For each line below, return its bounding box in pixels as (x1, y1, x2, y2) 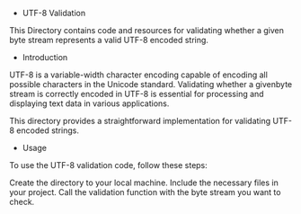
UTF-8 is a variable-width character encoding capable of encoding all (9, 69, 268, 80)
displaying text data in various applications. (9, 98, 170, 109)
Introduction (22, 52, 68, 62)
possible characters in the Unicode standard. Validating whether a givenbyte (9, 79, 293, 89)
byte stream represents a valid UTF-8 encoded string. (9, 35, 209, 45)
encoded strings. (16, 125, 79, 136)
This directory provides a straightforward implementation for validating (9, 116, 271, 126)
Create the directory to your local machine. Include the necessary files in (9, 177, 279, 188)
